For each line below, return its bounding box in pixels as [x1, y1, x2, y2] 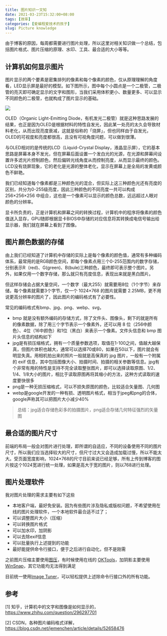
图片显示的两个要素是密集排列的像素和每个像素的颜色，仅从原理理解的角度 [5, 76, 158, 82]
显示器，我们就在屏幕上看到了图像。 [5, 221, 80, 227]
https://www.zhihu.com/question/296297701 [5, 610, 97, 616]
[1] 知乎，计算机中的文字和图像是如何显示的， [5, 604, 98, 610]
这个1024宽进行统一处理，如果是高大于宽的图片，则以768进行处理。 [13, 462, 154, 468]
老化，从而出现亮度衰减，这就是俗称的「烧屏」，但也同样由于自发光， [9, 128, 151, 134]
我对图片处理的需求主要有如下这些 [5, 492, 75, 498]
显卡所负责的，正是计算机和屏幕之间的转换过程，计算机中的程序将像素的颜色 [5, 209, 162, 215]
